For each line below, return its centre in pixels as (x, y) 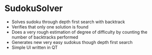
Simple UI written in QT (35, 47)
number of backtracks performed (45, 37)
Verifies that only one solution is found (50, 27)
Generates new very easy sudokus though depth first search (72, 42)
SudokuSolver (34, 8)
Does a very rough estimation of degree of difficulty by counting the (79, 32)
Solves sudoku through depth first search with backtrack (68, 22)
